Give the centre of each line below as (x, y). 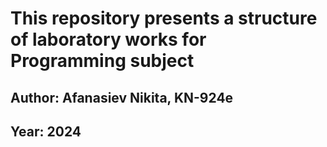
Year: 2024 (46, 131)
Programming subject (102, 61)
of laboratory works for (108, 39)
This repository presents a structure (164, 18)
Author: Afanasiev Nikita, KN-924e (122, 97)
